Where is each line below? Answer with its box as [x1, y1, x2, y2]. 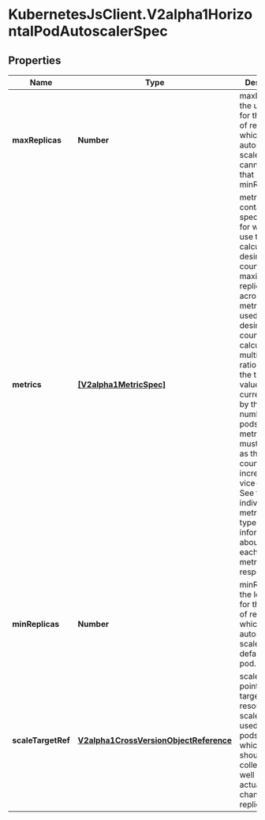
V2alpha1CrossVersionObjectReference [77, 735, 233, 746]
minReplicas [12, 619, 60, 629]
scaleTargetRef [12, 735, 71, 746]
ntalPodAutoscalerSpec [8, 22, 168, 40]
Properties [8, 54, 62, 67]
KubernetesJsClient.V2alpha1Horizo [8, 6, 253, 24]
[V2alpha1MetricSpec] [77, 379, 166, 389]
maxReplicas [12, 135, 62, 145]
